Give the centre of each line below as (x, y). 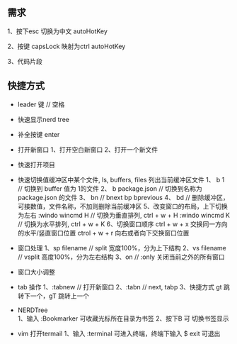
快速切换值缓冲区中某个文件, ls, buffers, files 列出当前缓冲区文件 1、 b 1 (121, 179)
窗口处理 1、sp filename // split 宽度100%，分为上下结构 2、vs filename (122, 248)
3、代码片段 (25, 61)
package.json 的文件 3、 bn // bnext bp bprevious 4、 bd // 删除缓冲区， (123, 197)
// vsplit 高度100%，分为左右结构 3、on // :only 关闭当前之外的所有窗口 (121, 257)
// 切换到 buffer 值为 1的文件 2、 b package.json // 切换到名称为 (110, 188)
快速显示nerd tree (43, 119)
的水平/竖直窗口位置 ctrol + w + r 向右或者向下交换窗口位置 (103, 233)
